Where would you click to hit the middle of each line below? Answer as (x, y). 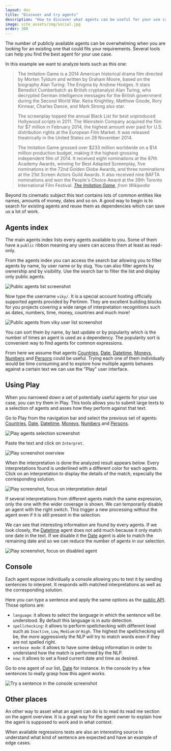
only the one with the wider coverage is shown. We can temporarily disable (84, 504)
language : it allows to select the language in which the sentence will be (87, 615)
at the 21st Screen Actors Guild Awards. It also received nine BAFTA (89, 175)
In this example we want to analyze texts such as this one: (66, 64)
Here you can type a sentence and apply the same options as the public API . (85, 599)
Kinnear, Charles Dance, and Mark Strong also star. (72, 106)
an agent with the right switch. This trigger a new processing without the (81, 509)
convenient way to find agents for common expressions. (64, 343)
